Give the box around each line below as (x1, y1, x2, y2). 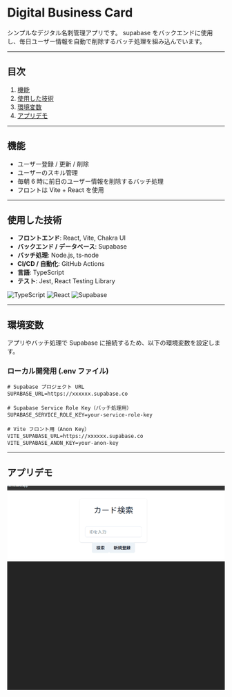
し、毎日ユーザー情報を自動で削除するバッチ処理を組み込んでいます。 (7, 37, 206, 46)
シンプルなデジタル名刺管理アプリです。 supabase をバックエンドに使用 (7, 28, 213, 37)
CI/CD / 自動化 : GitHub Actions (17, 260, 105, 268)
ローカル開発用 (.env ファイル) (7, 366, 109, 376)
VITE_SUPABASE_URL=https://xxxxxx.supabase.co (7, 433, 144, 440)
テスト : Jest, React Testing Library (17, 277, 115, 285)
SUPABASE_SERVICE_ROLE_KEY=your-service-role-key (7, 412, 153, 419)
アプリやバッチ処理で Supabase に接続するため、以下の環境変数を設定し (7, 338, 215, 347)
